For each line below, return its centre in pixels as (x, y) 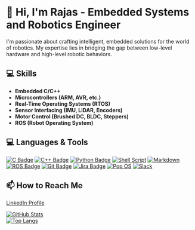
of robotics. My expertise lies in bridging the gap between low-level (89, 48)
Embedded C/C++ (38, 91)
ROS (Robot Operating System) (54, 122)
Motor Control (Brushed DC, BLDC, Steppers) (72, 116)
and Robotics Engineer (64, 25)
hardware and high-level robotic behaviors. (59, 54)
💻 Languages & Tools (47, 142)
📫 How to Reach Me (44, 185)
